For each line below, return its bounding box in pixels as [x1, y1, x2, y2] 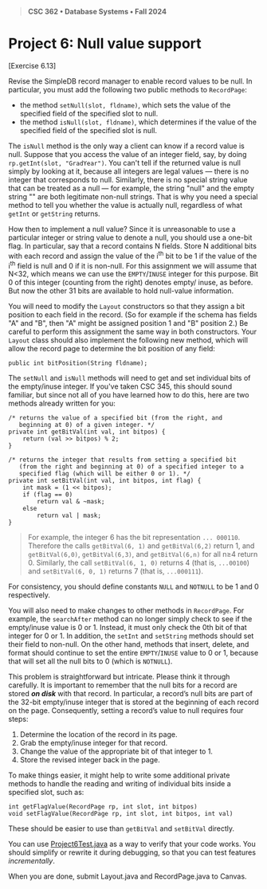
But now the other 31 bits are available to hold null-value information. [8, 286, 234, 296]
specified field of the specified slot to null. [19, 108, 159, 118]
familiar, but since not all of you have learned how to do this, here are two [8, 390, 249, 400]
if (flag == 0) [22, 491, 73, 499]
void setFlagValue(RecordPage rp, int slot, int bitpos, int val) [8, 810, 234, 818]
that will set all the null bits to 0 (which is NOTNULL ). [8, 656, 173, 666]
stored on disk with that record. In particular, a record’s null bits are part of [8, 689, 253, 699]
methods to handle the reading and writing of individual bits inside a [8, 779, 231, 789]
